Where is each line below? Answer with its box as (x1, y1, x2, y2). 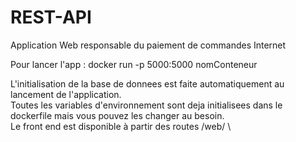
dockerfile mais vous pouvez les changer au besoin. (10, 109, 225, 121)
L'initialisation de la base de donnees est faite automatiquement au (10, 77, 285, 90)
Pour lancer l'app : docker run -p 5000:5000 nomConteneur (10, 58, 258, 70)
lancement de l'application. (10, 88, 122, 100)
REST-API (10, 6, 92, 29)
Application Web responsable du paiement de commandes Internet (10, 39, 287, 51)
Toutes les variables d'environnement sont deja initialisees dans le (10, 99, 283, 111)
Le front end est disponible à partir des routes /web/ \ (10, 120, 232, 132)
